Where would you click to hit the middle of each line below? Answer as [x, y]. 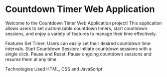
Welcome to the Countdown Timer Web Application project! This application [83, 23]
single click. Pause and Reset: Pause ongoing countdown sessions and [78, 54]
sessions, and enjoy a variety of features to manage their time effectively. [81, 33]
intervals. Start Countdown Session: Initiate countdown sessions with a [78, 48]
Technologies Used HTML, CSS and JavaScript [54, 69]
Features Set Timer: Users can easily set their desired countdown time [78, 43]
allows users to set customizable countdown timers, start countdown [76, 28]
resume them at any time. [31, 59]
